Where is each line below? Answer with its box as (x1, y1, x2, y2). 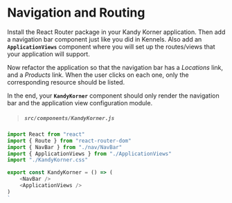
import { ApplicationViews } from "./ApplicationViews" (7, 150, 172, 157)
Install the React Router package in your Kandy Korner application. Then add (7, 28, 226, 36)
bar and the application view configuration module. (7, 98, 153, 107)
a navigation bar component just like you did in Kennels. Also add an (7, 35, 202, 43)
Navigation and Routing (7, 5, 145, 21)
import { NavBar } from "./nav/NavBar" (7, 143, 123, 150)
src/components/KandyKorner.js (24, 114, 115, 122)
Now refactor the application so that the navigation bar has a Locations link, (7, 63, 224, 71)
